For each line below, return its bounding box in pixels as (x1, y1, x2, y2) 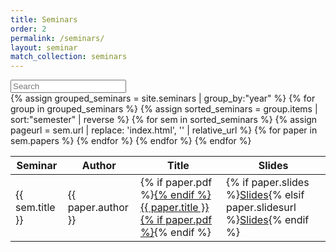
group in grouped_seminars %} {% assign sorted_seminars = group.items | (10, 103, 318, 115)
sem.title (15, 201, 56, 215)
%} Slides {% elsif (226, 188, 305, 202)
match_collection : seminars (10, 52, 128, 62)
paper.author (67, 201, 129, 215)
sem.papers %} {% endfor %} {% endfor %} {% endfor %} (10, 135, 252, 147)
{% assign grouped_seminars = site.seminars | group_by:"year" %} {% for (10, 92, 316, 105)
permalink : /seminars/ (10, 33, 105, 43)
